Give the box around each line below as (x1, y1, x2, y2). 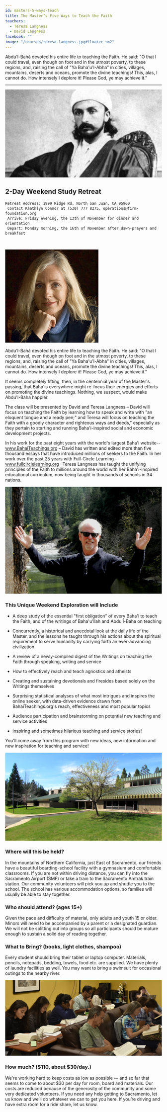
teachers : (5, 18, 26, 23)
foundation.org (5, 211, 37, 216)
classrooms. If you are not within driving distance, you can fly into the (5, 870, 148, 876)
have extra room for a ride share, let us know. (5, 1101, 98, 1107)
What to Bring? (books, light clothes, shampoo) (5, 943, 122, 950)
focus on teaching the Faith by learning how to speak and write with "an (5, 409, 153, 415)
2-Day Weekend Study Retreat (5, 187, 101, 196)
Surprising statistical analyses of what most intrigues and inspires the (12, 692, 155, 698)
